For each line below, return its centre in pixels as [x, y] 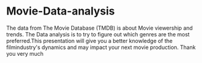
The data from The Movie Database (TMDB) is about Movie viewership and [99, 28]
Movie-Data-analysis [60, 11]
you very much [25, 53]
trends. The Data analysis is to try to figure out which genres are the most [98, 34]
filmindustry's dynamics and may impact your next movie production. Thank [101, 47]
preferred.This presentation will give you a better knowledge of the [90, 41]
